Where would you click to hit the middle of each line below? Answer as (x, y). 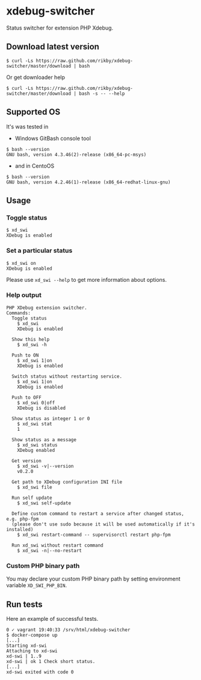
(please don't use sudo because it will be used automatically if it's (104, 524)
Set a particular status (39, 250)
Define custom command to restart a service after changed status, (98, 513)
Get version (27, 461)
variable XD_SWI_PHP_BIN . (37, 585)
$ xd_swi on (21, 263)
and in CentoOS (35, 166)
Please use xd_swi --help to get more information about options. (87, 279)
